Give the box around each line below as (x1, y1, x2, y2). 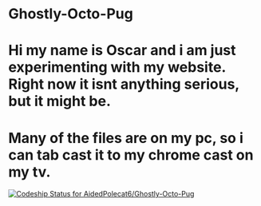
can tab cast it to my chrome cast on (8, 145, 254, 164)
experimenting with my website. (8, 58, 226, 77)
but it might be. (8, 93, 112, 110)
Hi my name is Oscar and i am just (8, 42, 237, 60)
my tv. (8, 163, 51, 180)
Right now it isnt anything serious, (8, 75, 239, 93)
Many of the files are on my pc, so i (8, 129, 243, 147)
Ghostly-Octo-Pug (8, 5, 133, 23)
